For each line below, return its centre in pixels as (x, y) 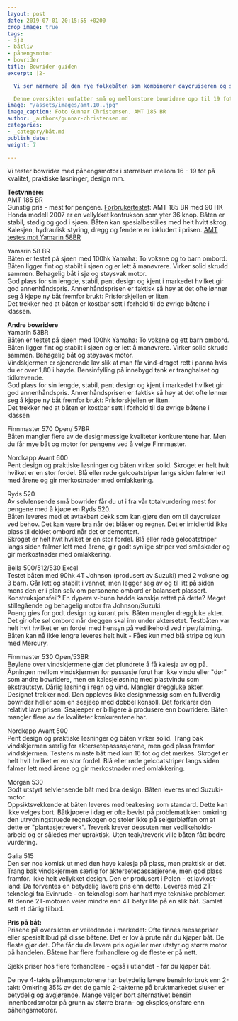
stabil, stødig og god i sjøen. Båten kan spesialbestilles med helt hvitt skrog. (118, 222)
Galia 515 (21, 856)
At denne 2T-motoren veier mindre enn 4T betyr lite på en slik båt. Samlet (115, 901)
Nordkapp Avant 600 (38, 458)
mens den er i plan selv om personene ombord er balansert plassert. (107, 591)
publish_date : (28, 138)
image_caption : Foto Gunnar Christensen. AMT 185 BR (87, 112)
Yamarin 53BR (28, 333)
